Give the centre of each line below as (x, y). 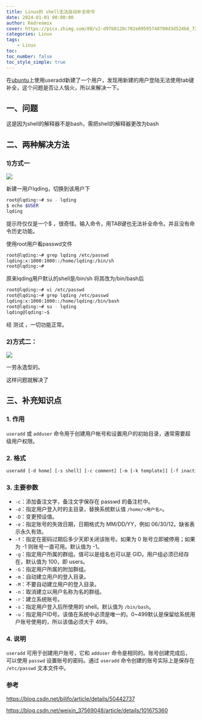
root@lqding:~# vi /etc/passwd (45, 290)
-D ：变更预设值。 (36, 517)
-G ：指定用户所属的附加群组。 (52, 569)
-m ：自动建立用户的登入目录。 (52, 577)
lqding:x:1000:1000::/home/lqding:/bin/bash (63, 301)
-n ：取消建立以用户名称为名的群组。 (60, 592)
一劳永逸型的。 (25, 367)
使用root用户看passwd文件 (39, 243)
